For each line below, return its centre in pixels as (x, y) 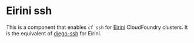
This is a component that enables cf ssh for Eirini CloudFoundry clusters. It (97, 27)
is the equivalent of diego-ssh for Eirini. (54, 33)
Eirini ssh (29, 11)
